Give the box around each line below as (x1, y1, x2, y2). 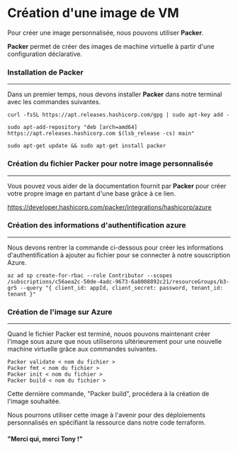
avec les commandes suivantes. (7, 98, 101, 106)
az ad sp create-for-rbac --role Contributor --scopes (7, 271, 173, 279)
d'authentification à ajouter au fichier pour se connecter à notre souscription (7, 250, 231, 259)
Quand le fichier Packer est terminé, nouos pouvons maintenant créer (7, 330, 210, 338)
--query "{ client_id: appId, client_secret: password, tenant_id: (20, 284, 223, 291)
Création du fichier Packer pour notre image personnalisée (7, 159, 214, 169)
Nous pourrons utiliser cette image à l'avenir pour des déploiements (7, 411, 205, 420)
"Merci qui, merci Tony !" (7, 434, 84, 443)
